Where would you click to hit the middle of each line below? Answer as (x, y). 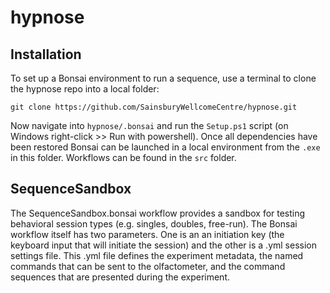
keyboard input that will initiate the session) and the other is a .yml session (163, 245)
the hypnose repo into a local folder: (85, 89)
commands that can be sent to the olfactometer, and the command (148, 266)
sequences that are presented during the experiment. (120, 277)
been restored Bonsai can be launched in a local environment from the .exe (165, 147)
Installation (46, 54)
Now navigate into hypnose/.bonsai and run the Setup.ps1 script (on (149, 125)
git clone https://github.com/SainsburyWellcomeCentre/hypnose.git (154, 107)
